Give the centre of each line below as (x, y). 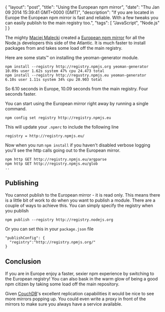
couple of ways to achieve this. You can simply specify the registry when (79, 205)
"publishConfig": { (25, 238)
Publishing (22, 183)
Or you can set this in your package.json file (49, 229)
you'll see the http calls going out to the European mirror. (63, 150)
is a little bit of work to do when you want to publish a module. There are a (80, 200)
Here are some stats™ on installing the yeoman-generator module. (72, 58)
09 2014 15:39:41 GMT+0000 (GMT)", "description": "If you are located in (80, 12)
